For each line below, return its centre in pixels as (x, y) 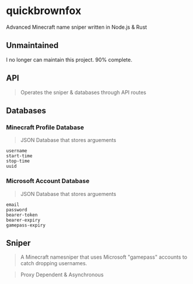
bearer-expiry (23, 220)
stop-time (18, 161)
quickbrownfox (44, 11)
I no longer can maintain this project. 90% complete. (69, 59)
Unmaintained (32, 45)
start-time (19, 156)
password (17, 209)
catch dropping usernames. (54, 263)
